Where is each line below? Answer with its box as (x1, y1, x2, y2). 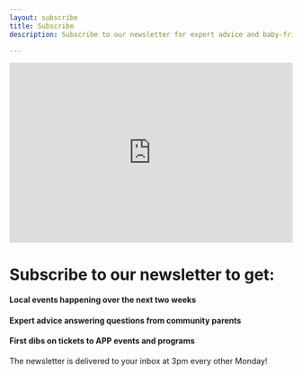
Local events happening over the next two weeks (9, 294, 197, 306)
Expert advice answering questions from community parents (9, 315, 242, 326)
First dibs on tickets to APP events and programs (9, 335, 195, 346)
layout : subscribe (9, 13, 78, 22)
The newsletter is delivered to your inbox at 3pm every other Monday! (9, 355, 268, 366)
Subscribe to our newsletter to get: (9, 264, 275, 284)
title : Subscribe (9, 22, 75, 31)
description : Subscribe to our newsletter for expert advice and (9, 30, 259, 39)
